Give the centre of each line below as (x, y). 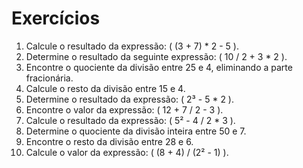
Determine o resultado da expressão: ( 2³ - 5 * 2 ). (129, 99)
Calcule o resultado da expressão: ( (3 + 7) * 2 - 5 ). (132, 46)
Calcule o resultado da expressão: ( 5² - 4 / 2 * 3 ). (130, 120)
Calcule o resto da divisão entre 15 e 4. (105, 88)
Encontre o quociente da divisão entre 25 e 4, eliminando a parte (159, 67)
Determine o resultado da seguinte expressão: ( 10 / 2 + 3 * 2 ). (156, 56)
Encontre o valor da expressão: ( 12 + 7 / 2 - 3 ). (124, 109)
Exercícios (56, 18)
